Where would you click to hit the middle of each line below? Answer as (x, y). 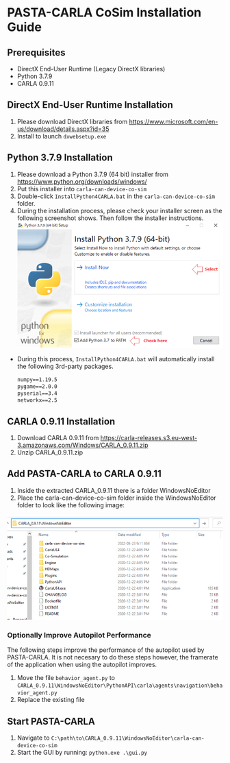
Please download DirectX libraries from (72, 121)
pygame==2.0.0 (37, 387)
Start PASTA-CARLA (51, 721)
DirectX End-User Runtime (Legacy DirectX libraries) (91, 69)
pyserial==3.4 (37, 393)
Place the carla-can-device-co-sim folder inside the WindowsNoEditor (117, 498)
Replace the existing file (51, 700)
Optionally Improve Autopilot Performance (79, 635)
